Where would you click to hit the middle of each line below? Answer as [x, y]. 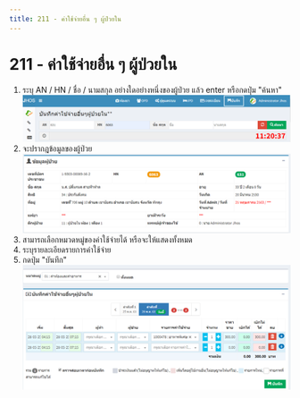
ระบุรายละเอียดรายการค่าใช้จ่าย [67, 250]
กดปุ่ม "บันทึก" [44, 260]
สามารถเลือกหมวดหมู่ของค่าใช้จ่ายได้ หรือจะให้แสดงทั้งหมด [107, 240]
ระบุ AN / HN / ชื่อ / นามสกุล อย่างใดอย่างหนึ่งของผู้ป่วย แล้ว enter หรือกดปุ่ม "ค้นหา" [152, 89]
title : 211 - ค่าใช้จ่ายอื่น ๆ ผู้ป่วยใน [66, 19]
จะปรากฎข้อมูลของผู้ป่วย [57, 148]
